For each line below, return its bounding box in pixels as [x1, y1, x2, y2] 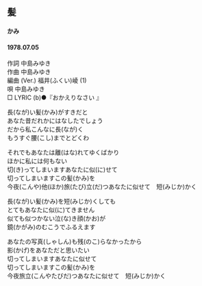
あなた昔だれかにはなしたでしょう [7, 117, 103, 125]
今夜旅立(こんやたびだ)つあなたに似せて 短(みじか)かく [7, 272, 166, 280]
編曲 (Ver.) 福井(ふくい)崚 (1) [7, 76, 87, 84]
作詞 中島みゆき [7, 59, 51, 67]
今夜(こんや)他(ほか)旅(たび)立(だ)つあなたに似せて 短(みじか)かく [7, 182, 197, 191]
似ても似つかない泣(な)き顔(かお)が [7, 215, 106, 223]
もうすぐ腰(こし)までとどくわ [7, 134, 90, 142]
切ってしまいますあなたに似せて [7, 254, 97, 263]
